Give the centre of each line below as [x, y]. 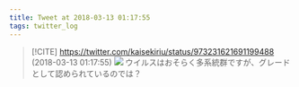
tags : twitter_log [44, 26]
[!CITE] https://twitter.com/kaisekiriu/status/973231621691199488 [153, 51]
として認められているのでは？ [86, 74]
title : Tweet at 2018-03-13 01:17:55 [80, 17]
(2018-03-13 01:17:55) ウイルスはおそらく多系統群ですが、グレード [161, 62]
